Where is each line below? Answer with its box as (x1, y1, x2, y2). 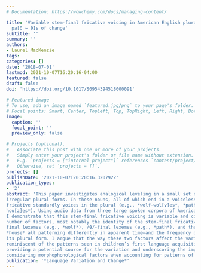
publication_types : (6, 180, 55, 186)
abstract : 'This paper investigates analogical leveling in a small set (6, 191, 191, 197)
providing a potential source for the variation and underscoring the (6, 246, 186, 253)
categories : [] (6, 58, 44, 65)
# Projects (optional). (6, 141, 66, 147)
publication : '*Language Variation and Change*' (6, 257, 130, 263)
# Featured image (6, 97, 50, 103)
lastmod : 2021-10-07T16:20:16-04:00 (6, 69, 98, 75)
